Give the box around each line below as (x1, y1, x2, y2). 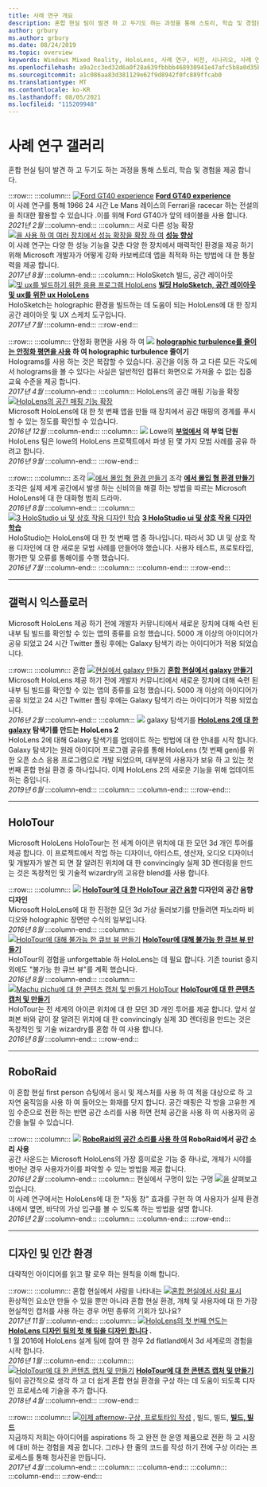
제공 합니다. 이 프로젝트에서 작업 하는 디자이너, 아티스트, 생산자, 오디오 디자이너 (8, 847, 254, 857)
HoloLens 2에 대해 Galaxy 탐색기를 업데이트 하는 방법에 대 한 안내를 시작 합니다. (8, 734, 258, 745)
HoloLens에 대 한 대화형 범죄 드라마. (8, 493, 122, 503)
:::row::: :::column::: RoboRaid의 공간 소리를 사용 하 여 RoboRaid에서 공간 (8, 1134, 249, 1144)
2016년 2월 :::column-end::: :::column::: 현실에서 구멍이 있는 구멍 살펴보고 (8, 1174, 257, 1184)
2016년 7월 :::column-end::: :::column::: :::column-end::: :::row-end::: (8, 563, 230, 573)
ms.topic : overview (8, 49, 73, 57)
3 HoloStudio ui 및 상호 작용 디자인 (141, 513, 252, 522)
